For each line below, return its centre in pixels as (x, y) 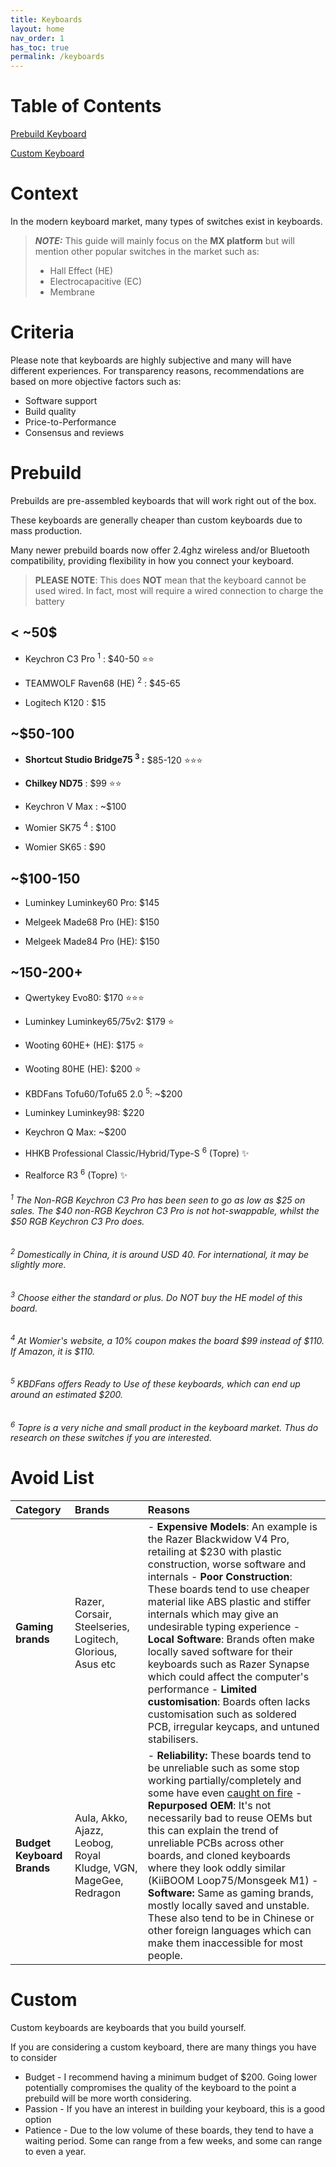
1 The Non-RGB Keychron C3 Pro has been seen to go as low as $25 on (158, 1199)
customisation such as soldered (222, 1714)
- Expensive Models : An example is (232, 1527)
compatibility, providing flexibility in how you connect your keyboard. (152, 560)
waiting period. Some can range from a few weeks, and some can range (173, 2141)
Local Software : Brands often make (231, 1639)
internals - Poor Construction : (220, 1577)
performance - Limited (202, 1689)
